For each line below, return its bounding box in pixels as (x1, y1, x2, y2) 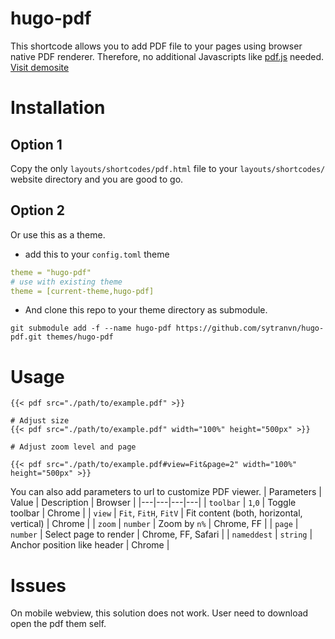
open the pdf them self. (10, 618, 107, 630)
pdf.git (10, 332, 43, 342)
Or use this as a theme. (10, 228, 106, 241)
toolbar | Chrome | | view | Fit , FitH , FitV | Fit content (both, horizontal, (10, 507, 303, 519)
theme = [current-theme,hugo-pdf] (10, 286, 155, 296)
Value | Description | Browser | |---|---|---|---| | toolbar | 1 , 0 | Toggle (10, 497, 297, 509)
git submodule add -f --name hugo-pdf (10, 323, 172, 334)
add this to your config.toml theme (24, 248, 170, 260)
